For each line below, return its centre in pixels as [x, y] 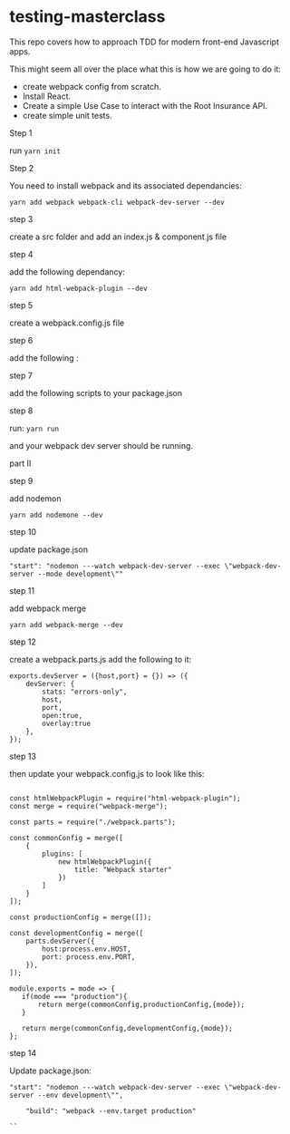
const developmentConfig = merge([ [77, 933]
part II [20, 463]
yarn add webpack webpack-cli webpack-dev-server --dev [117, 202]
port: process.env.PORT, [89, 957]
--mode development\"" [81, 574]
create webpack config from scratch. [92, 86]
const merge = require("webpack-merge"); [89, 806]
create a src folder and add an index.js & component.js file [118, 237]
